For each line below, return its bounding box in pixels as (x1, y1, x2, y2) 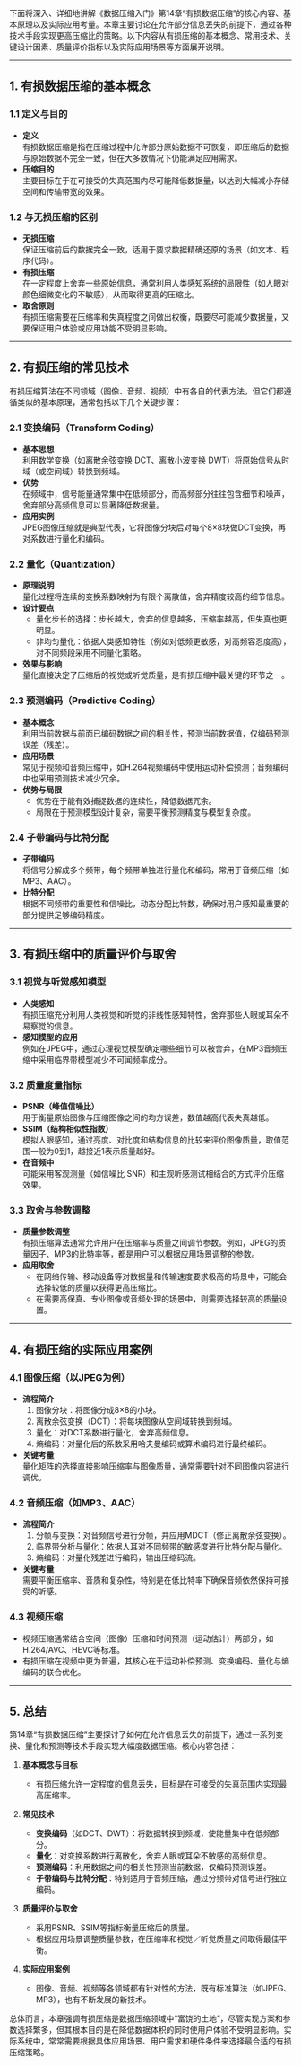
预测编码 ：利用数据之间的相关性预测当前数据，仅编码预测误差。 (35, 1862, 271, 1873)
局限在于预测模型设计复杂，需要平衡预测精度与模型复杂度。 (35, 807, 256, 817)
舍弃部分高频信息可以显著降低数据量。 (21, 499, 164, 510)
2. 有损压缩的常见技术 (9, 360, 130, 375)
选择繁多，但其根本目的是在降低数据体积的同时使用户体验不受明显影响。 (16, 2025, 284, 2035)
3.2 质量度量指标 (9, 1079, 82, 1091)
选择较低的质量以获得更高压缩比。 (35, 1283, 162, 1293)
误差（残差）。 (21, 739, 74, 750)
